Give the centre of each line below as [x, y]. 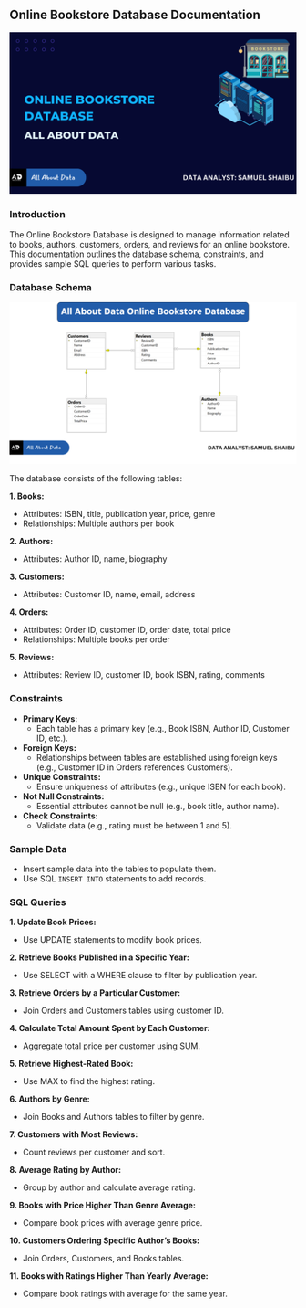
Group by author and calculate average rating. [109, 1187]
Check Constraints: [60, 816]
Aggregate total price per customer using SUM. [111, 1046]
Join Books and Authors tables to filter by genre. [113, 1117]
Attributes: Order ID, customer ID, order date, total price [127, 630]
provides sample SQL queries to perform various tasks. [113, 263]
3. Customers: [37, 577]
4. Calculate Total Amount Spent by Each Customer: [110, 1028]
